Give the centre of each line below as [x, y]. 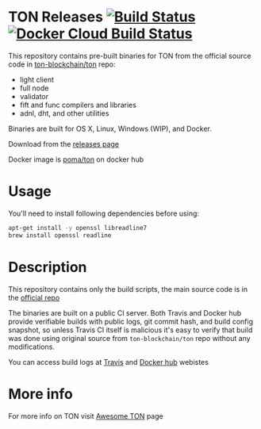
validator [34, 96]
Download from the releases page [63, 144]
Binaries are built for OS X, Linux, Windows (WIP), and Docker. [110, 128]
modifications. [32, 347]
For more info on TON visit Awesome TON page [86, 416]
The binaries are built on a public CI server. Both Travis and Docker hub [125, 312]
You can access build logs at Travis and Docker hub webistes [108, 362]
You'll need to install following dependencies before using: [104, 213]
